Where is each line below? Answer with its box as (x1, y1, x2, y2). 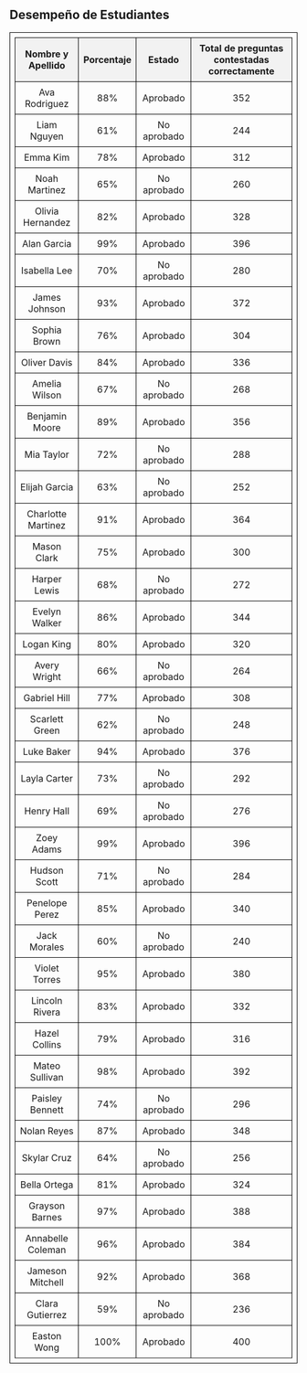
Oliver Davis (21, 356, 73, 368)
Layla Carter (20, 772, 73, 784)
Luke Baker (22, 745, 71, 758)
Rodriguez (24, 97, 69, 110)
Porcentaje (83, 53, 132, 66)
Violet (34, 962, 59, 974)
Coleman (26, 1243, 67, 1256)
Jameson (26, 1264, 67, 1277)
